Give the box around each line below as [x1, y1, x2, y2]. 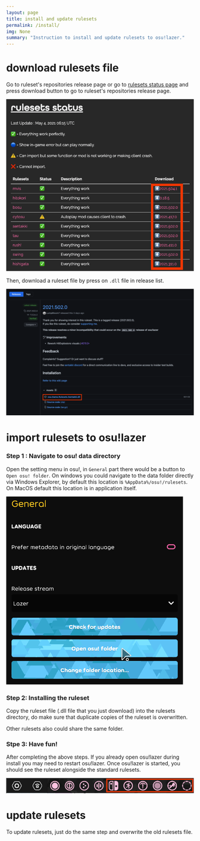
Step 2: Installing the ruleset [6, 694, 90, 702]
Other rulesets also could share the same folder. [6, 725, 124, 732]
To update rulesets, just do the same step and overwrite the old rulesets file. [6, 828, 193, 836]
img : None [6, 29, 31, 35]
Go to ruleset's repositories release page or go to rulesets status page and [6, 81, 189, 88]
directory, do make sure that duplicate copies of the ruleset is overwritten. [6, 713, 188, 721]
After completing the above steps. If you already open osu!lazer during [6, 753, 180, 760]
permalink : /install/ [6, 22, 60, 28]
